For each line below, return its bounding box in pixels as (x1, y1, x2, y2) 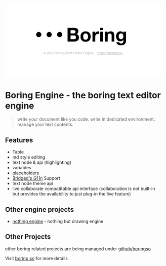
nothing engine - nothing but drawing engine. (12, 218, 105, 224)
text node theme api (12, 181, 53, 187)
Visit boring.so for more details (5, 255, 68, 261)
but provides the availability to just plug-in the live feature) (12, 191, 131, 197)
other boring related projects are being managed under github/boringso (5, 246, 151, 252)
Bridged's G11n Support (12, 175, 61, 181)
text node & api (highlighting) (12, 159, 72, 165)
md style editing (12, 154, 45, 160)
